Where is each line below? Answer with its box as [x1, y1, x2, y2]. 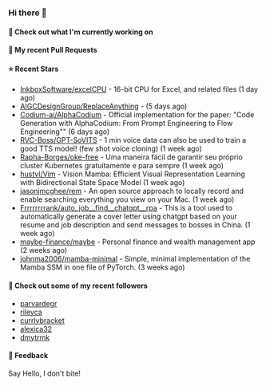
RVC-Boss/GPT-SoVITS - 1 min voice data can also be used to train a [19, 136, 247, 145]
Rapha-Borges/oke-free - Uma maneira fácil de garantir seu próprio [19, 152, 244, 162]
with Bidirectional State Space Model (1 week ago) [19, 178, 185, 187]
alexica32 [19, 324, 53, 333]
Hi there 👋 [8, 7, 48, 18]
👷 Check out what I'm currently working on [8, 27, 153, 37]
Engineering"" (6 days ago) [19, 127, 110, 136]
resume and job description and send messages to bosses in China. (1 [19, 220, 251, 230]
